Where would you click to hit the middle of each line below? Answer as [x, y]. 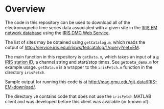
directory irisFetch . [25, 72]
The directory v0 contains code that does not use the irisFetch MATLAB [78, 96]
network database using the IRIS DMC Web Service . [58, 33]
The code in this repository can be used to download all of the [68, 22]
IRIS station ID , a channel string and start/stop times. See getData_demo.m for [82, 62]
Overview [25, 9]
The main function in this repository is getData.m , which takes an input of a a [82, 56]
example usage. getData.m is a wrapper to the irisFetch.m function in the [79, 67]
